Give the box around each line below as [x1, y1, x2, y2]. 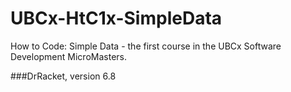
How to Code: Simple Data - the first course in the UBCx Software [10, 40, 282, 52]
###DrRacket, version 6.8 [10, 70, 117, 82]
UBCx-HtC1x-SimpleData [10, 7, 223, 30]
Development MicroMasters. [10, 50, 127, 62]
